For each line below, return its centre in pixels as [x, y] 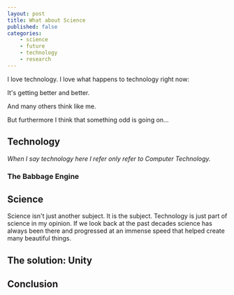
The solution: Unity [50, 260]
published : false [32, 27]
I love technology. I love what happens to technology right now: [98, 79]
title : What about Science [46, 20]
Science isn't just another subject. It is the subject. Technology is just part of [117, 216]
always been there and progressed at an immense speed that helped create [116, 231]
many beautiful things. [39, 238]
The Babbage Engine [43, 177]
